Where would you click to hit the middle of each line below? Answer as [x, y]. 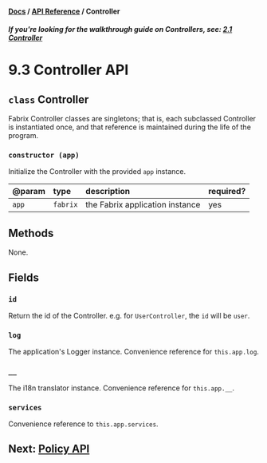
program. [24, 136]
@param [29, 192]
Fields [24, 277]
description [108, 192]
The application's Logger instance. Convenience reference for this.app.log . [133, 352]
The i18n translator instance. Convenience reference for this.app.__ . [122, 388]
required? [227, 192]
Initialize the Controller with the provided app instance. [97, 172]
